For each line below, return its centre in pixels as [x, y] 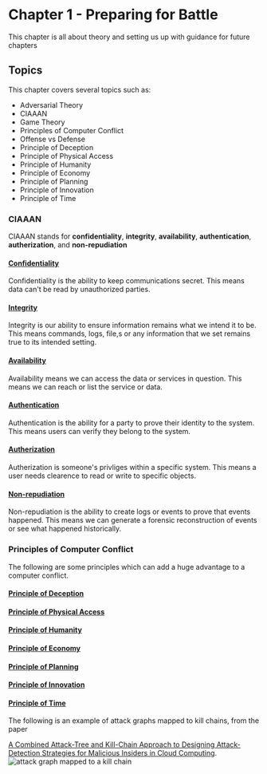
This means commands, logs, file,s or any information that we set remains [130, 334]
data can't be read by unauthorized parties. [79, 290]
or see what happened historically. [65, 529]
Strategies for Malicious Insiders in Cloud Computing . [130, 753]
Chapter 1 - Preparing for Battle [113, 15]
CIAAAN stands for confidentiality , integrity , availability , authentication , [130, 236]
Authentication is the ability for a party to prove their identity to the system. [132, 423]
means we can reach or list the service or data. [86, 387]
